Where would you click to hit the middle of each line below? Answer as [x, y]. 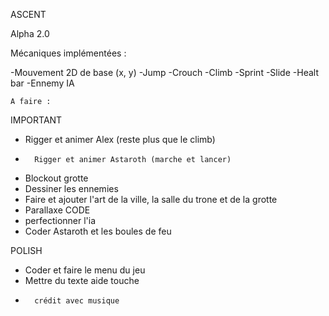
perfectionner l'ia [60, 220]
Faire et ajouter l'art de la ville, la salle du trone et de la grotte [151, 199]
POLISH [26, 250]
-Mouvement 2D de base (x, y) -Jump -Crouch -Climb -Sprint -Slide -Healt [164, 72]
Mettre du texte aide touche [82, 280]
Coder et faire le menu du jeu [85, 270]
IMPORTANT [36, 120]
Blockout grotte [56, 178]
